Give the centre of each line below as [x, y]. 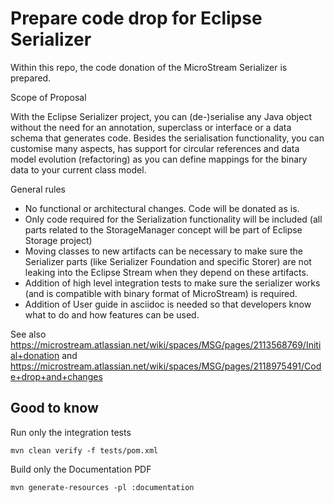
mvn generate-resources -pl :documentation [102, 487]
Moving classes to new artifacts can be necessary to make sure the [164, 251]
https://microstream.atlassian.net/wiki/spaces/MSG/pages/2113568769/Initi [166, 344]
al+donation [35, 355]
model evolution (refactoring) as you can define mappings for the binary [159, 159]
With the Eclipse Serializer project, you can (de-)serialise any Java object [161, 116]
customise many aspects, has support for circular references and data [155, 148]
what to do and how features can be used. [112, 314]
